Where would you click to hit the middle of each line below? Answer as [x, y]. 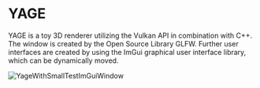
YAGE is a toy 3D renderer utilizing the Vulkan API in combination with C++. [130, 35]
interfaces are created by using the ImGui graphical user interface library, [127, 52]
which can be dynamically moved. [63, 60]
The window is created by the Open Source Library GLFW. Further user [123, 43]
